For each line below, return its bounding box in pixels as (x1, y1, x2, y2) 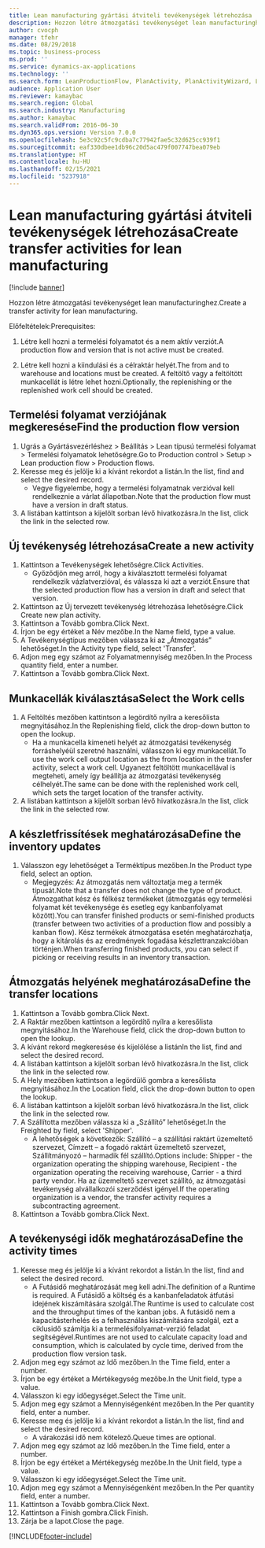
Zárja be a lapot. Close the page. (20, 1516, 124, 1525)
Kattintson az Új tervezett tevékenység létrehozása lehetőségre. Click (20, 602, 244, 611)
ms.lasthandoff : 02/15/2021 (9, 165, 101, 173)
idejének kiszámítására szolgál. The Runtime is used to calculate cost (31, 1299, 255, 1308)
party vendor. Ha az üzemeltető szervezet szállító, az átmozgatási (31, 1176, 246, 1185)
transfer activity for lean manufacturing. (9, 306, 138, 316)
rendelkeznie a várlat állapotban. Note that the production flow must (31, 491, 251, 501)
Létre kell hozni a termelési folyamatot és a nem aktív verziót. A (20, 336, 224, 346)
